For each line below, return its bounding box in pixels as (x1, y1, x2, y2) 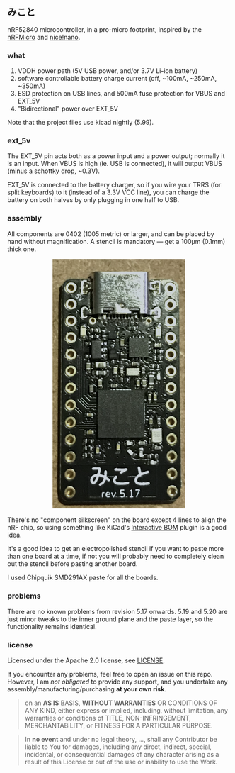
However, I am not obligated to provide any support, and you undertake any (7, 677, 228, 686)
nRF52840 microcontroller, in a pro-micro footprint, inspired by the (7, 25, 202, 33)
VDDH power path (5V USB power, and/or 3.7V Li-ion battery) (17, 67, 198, 75)
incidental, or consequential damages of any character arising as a (24, 750, 219, 758)
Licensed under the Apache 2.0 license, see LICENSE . (7, 656, 165, 664)
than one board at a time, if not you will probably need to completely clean (7, 552, 224, 561)
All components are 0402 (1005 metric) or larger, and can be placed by (7, 229, 214, 238)
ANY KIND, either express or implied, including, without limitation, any (24, 706, 229, 714)
